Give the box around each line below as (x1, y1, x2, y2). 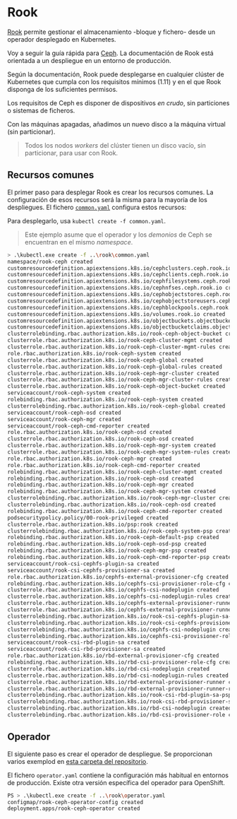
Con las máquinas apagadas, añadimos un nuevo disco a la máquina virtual (7, 119, 226, 128)
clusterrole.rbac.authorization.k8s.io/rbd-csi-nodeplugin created (7, 665, 210, 672)
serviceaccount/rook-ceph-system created (7, 389, 131, 396)
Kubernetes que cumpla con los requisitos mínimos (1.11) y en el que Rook (7, 77, 221, 86)
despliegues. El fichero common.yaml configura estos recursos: (7, 203, 187, 211)
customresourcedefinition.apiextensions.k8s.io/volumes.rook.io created (7, 310, 226, 318)
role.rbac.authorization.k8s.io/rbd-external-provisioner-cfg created (7, 652, 219, 659)
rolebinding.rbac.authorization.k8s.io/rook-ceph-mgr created (7, 481, 194, 488)
